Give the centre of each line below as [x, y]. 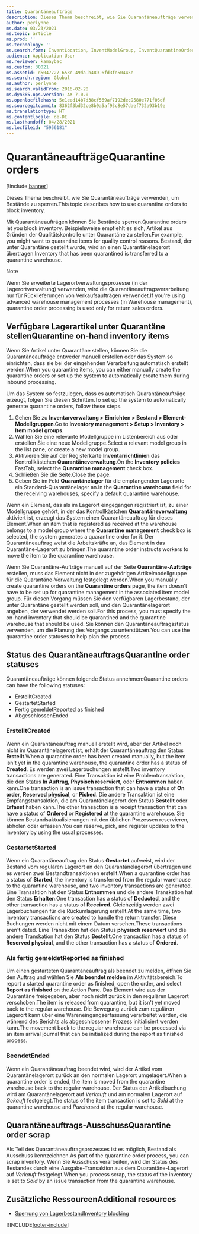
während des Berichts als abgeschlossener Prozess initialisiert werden [92, 1021]
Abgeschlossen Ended [41, 715]
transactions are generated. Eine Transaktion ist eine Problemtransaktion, [96, 775]
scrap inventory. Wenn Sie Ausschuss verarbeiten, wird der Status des [92, 1161]
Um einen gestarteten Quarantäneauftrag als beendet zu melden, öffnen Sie [99, 971]
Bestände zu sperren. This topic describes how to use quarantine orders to [97, 204]
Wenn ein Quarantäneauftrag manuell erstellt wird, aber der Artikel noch [94, 744]
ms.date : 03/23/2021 [32, 28]
